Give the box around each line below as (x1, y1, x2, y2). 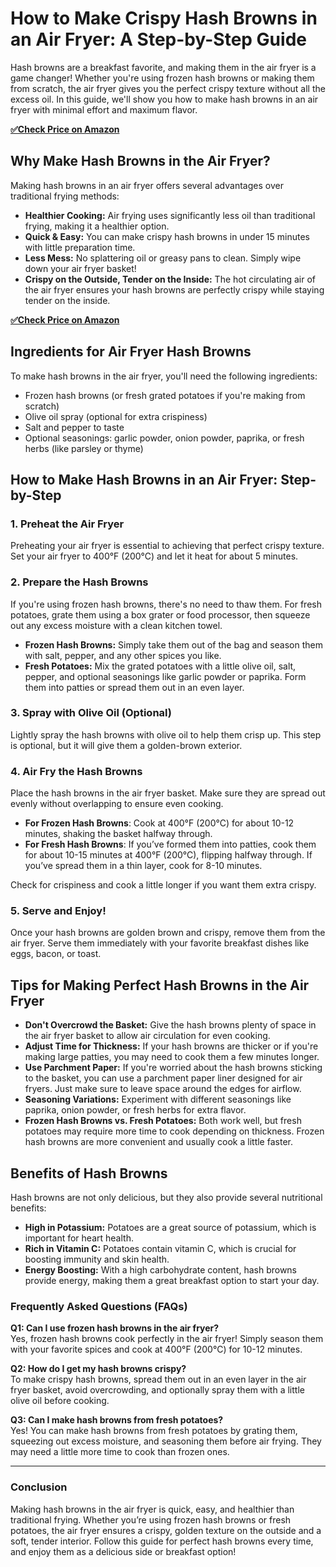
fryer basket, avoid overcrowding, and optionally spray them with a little (10, 1384, 305, 1396)
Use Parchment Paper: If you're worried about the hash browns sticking (24, 1062, 323, 1074)
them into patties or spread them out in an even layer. (24, 681, 245, 693)
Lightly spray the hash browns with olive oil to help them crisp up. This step (10, 728, 322, 741)
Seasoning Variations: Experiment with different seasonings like (24, 1093, 292, 1106)
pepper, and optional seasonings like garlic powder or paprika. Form (24, 670, 307, 682)
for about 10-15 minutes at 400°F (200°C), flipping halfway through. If (24, 849, 313, 861)
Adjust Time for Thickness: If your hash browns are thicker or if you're (24, 1040, 319, 1052)
